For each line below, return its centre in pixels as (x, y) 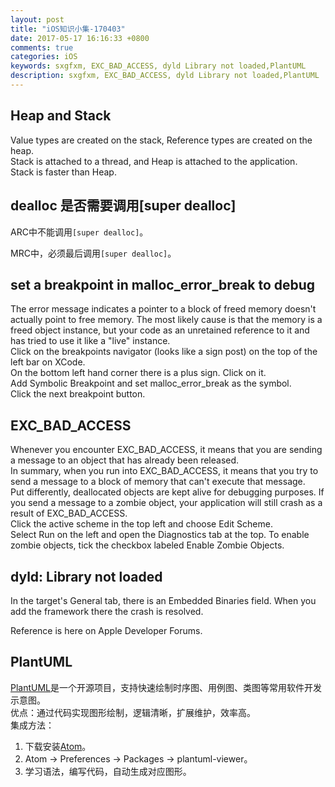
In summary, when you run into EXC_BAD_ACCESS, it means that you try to (164, 471)
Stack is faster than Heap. (63, 172)
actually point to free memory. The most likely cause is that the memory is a (166, 320)
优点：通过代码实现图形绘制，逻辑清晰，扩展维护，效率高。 (133, 712)
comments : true (42, 47)
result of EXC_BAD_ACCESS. (69, 513)
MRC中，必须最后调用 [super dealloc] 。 (93, 253)
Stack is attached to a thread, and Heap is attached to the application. (154, 161)
